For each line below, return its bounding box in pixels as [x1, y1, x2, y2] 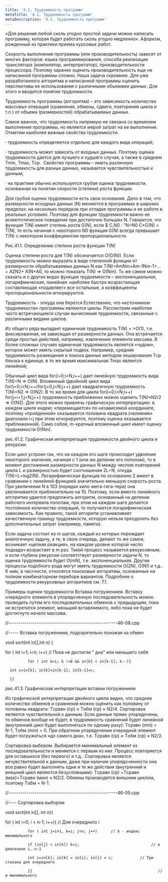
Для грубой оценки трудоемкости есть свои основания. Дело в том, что [5, 195, 161, 202]
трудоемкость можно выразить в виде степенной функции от [5, 258, 137, 264]
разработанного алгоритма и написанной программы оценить [5, 78, 140, 84]
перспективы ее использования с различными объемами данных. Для [5, 83, 158, 89]
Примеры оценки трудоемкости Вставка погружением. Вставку [5, 589, 143, 595]
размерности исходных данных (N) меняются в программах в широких [5, 201, 159, 207]
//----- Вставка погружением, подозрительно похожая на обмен [5, 630, 144, 636]
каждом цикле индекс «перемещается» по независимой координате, [5, 405, 155, 411]
